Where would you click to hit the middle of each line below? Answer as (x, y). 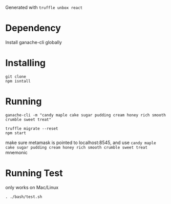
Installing (26, 63)
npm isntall (18, 81)
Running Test (34, 173)
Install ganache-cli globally (34, 42)
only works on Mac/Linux (32, 187)
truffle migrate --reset (32, 128)
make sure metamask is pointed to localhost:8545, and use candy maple (81, 142)
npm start (16, 133)
